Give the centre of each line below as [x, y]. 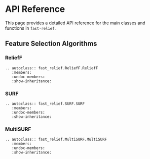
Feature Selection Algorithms [51, 44]
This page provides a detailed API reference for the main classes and [75, 23]
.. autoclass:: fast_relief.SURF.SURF [45, 104]
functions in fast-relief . [31, 28]
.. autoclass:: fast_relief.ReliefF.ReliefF [52, 68]
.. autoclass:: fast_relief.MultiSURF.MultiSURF [56, 140]
